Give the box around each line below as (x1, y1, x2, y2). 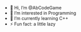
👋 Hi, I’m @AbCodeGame (9, 5, 61, 10)
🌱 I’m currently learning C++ (9, 15, 68, 21)
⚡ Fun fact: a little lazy (9, 21, 56, 27)
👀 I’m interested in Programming (9, 10, 76, 16)
